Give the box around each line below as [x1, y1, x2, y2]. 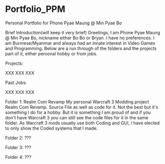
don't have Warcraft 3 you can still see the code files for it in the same [5, 114, 149, 120]
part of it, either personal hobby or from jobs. [5, 51, 98, 57]
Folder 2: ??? [5, 135, 31, 141]
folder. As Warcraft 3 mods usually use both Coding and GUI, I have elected [5, 120, 160, 126]
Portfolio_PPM [5, 3, 66, 15]
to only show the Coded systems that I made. [5, 125, 98, 131]
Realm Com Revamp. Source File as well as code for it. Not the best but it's [5, 104, 159, 110]
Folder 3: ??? [5, 144, 31, 150]
